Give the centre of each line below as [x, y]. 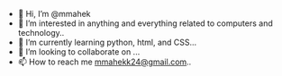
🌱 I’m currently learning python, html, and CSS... [107, 42]
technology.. [41, 33]
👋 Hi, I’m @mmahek [55, 14]
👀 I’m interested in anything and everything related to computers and [145, 23]
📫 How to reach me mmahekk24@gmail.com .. [105, 62]
